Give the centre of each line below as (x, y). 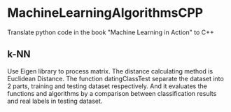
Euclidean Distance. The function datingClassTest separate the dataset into (115, 78)
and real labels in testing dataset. (55, 101)
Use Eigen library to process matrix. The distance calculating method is (110, 71)
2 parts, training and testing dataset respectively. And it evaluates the (107, 86)
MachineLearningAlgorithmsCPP (105, 13)
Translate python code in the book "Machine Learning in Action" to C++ (111, 32)
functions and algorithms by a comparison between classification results (112, 93)
